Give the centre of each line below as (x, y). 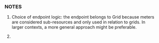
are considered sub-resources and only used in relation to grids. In (78, 22)
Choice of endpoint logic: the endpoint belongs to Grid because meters (83, 17)
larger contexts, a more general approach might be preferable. (74, 27)
